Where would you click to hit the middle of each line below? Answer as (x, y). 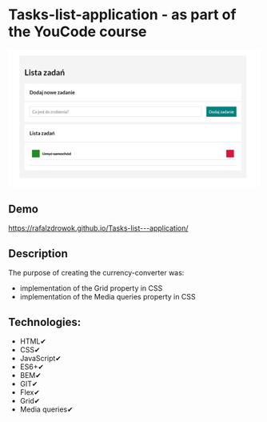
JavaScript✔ (40, 359)
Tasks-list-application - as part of (122, 15)
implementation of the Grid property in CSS (91, 288)
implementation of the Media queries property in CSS (108, 297)
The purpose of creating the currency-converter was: (96, 273)
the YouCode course (78, 32)
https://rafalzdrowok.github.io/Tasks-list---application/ (99, 228)
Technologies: (45, 322)
